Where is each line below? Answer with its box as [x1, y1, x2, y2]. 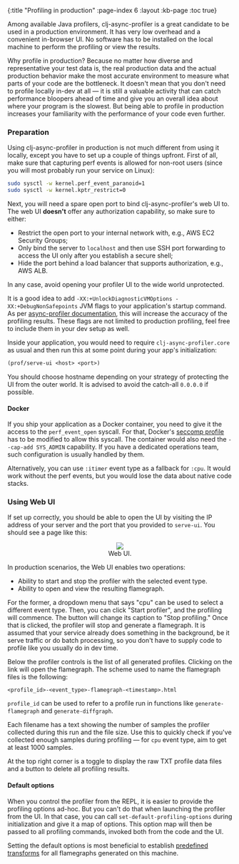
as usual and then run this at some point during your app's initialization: [7, 346, 218, 355]
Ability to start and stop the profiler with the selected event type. [17, 577, 208, 586]
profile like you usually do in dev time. [7, 644, 119, 652]
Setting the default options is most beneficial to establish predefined [7, 841, 208, 850]
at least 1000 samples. [7, 743, 73, 752]
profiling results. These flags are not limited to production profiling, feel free [7, 317, 230, 325]
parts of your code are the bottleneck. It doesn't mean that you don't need [7, 79, 226, 88]
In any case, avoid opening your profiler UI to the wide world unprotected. [7, 280, 225, 289]
